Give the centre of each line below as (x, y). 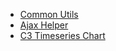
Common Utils (49, 14)
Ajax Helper (44, 25)
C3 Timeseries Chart (62, 35)
